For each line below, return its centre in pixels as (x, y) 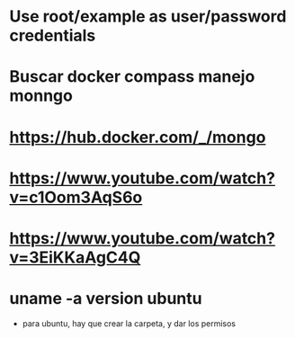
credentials (53, 36)
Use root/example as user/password (148, 17)
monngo (41, 96)
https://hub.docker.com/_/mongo (138, 137)
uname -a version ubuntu (106, 299)
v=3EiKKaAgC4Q (75, 257)
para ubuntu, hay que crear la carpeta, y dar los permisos (129, 323)
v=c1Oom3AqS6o (76, 197)
